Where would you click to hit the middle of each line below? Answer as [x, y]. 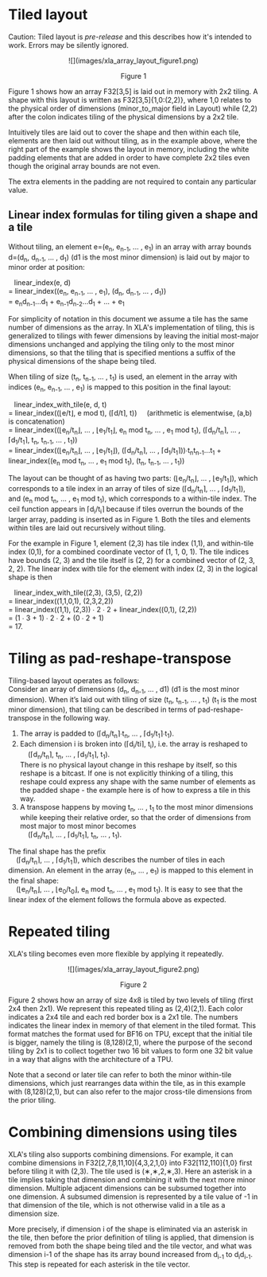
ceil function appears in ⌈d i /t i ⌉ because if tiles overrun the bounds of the [126, 510]
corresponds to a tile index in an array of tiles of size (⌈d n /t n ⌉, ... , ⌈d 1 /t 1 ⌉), [127, 489]
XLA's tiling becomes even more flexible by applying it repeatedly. [116, 954]
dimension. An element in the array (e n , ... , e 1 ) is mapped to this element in [131, 871]
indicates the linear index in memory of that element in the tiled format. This [132, 1025]
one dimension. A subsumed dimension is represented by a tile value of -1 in [133, 1197]
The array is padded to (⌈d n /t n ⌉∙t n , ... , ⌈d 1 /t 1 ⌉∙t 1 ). [97, 734]
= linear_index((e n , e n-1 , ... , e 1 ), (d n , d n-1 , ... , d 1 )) [87, 292]
